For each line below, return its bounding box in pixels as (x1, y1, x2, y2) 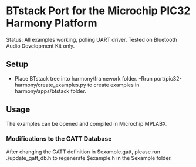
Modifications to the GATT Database (6, 135, 112, 143)
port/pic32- (153, 75, 182, 82)
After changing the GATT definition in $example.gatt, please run (6, 148, 160, 155)
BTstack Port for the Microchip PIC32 (6, 4, 191, 18)
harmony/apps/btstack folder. (14, 87, 86, 95)
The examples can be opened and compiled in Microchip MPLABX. (6, 120, 168, 127)
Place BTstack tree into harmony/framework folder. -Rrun (14, 75, 153, 82)
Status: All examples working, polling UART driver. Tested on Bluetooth (6, 36, 177, 43)
